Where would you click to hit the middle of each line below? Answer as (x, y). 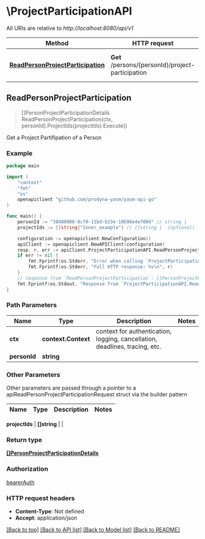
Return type (24, 440)
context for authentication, (134, 331)
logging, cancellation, (127, 338)
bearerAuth (20, 482)
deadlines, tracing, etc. (129, 346)
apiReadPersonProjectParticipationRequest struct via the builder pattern (97, 394)
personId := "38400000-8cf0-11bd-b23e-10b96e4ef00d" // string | (102, 222)
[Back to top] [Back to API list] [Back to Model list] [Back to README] (93, 530)
